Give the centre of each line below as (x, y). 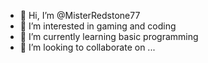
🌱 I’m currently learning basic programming (109, 36)
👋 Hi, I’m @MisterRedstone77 (80, 15)
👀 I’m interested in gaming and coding (98, 26)
